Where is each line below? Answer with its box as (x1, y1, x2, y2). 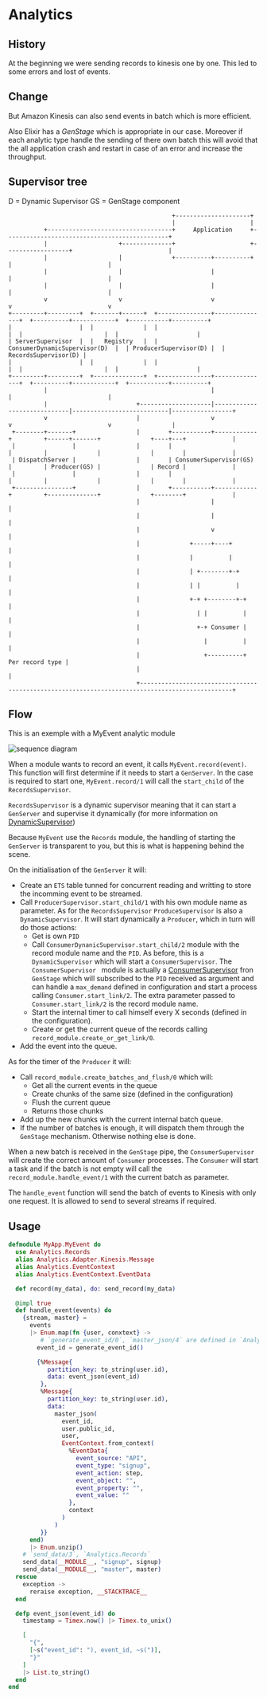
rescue (15, 1573, 37, 1581)
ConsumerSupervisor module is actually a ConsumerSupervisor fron (31, 965, 254, 975)
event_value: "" (75, 1491, 130, 1499)
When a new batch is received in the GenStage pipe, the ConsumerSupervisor (8, 1147, 255, 1157)
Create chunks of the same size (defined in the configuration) (31, 1090, 234, 1099)
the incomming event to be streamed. (19, 889, 143, 898)
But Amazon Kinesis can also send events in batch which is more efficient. (8, 111, 252, 120)
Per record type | (8, 658, 69, 666)
